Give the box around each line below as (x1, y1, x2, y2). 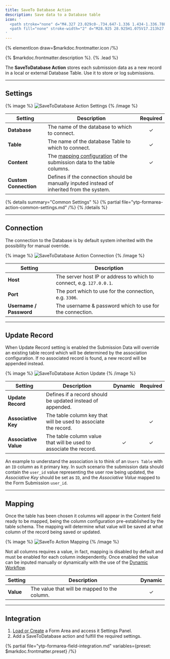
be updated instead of (46, 397, 99, 404)
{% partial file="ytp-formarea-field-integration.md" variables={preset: (5, 643, 151, 649)
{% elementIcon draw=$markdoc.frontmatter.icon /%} (5, 45, 118, 51)
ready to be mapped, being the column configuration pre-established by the (5, 518, 164, 524)
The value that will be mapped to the (30, 586, 117, 593)
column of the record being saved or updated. (5, 529, 101, 535)
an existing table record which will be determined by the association (5, 350, 147, 356)
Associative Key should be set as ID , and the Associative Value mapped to (5, 475, 160, 481)
